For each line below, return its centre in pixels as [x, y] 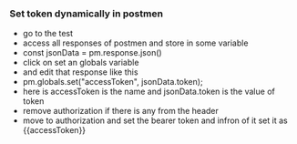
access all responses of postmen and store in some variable [135, 43]
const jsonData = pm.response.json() [92, 53]
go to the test [48, 34]
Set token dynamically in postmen [87, 14]
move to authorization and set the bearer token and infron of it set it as [155, 120]
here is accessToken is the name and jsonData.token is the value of [148, 92]
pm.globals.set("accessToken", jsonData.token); [113, 82]
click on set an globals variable [81, 63]
